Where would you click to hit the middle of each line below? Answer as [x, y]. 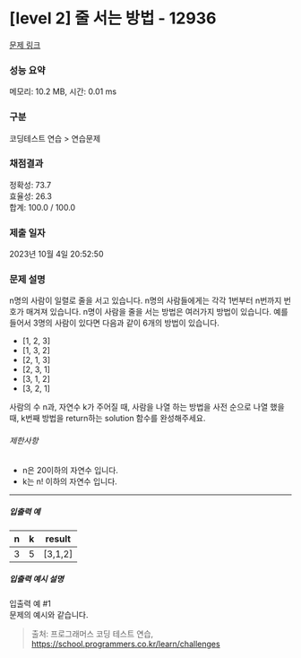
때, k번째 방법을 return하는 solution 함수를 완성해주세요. [107, 419]
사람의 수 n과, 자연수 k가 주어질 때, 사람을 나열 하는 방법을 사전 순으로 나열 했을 [147, 407]
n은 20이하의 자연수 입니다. [70, 470]
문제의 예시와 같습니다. [49, 614]
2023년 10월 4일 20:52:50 [56, 254]
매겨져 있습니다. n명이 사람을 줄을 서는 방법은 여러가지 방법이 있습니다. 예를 [157, 312]
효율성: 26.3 [30, 196]
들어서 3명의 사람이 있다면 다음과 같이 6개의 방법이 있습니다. [114, 323]
